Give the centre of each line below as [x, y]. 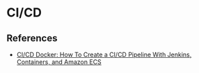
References [32, 38]
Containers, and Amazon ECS [59, 62]
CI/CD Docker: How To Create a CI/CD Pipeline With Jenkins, [104, 54]
